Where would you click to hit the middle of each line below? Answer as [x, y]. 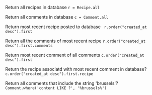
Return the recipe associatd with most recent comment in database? [76, 69]
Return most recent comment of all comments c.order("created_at [75, 55]
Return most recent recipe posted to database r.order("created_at [76, 27]
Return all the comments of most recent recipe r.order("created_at [75, 41]
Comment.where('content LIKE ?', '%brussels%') [56, 88]
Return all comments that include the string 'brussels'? [62, 83]
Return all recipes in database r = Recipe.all [52, 7]
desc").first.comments [29, 46]
